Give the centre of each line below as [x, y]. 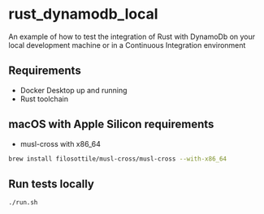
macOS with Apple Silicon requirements [111, 124]
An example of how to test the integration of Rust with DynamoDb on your [132, 36]
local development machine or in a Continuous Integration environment [127, 45]
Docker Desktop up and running [74, 90]
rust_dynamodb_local [83, 14]
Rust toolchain [44, 99]
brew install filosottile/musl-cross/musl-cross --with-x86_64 [118, 159]
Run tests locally [52, 184]
